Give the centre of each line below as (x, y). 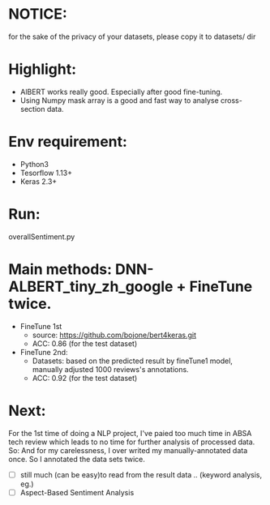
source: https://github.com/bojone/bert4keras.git (114, 335)
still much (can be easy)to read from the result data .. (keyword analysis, (141, 474)
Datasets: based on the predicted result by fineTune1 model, (133, 361)
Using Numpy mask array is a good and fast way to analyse (119, 100)
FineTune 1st (41, 326)
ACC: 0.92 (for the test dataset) (85, 378)
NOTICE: (38, 14)
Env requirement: (68, 142)
